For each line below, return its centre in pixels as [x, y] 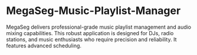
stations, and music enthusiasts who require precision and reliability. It [91, 39]
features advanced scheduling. [44, 46]
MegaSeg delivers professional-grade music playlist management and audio [99, 27]
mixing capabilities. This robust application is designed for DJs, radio [90, 33]
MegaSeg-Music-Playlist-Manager [93, 11]
